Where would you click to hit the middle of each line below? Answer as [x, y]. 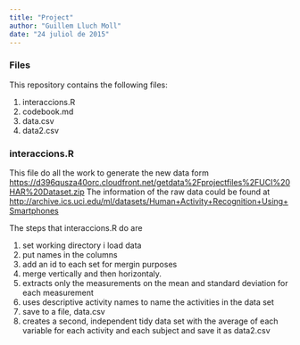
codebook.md [48, 111]
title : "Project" [42, 17]
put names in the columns [70, 254]
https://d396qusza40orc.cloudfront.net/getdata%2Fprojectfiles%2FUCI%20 [150, 182]
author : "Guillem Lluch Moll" [66, 26]
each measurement [58, 292]
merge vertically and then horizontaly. [92, 274]
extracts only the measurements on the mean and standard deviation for [155, 283]
